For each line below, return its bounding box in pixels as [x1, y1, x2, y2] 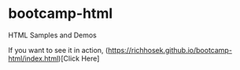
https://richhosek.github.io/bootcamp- [107, 45, 232, 54]
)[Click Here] [57, 54, 100, 63]
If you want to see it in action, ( [8, 45, 109, 54]
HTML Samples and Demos [8, 30, 97, 40]
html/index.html [8, 54, 59, 63]
